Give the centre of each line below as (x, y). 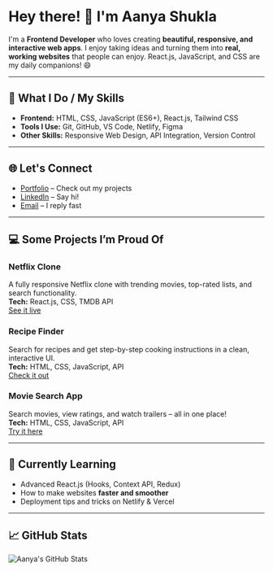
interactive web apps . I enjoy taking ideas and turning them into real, (125, 47)
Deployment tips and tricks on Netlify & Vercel (97, 501)
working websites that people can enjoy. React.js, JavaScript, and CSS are (134, 56)
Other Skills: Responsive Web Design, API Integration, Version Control (138, 135)
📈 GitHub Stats (48, 536)
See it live (25, 310)
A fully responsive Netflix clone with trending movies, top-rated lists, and (130, 285)
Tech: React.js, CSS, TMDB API (61, 302)
